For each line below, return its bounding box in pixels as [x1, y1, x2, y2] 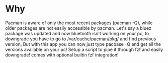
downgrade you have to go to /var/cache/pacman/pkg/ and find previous [5, 36, 156, 42]
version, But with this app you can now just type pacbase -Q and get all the [5, 41, 161, 47]
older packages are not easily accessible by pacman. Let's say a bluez [5, 25, 152, 31]
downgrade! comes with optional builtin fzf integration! [5, 51, 119, 58]
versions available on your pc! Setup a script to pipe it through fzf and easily [5, 46, 163, 52]
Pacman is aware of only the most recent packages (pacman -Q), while [5, 20, 153, 26]
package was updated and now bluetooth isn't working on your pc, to [5, 30, 149, 36]
